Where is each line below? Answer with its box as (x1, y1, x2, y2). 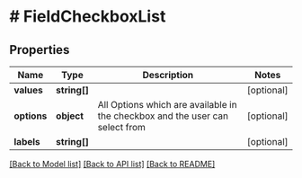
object (55, 110, 84, 122)
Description (142, 69, 194, 81)
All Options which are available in (97, 99, 237, 111)
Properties (9, 42, 70, 58)
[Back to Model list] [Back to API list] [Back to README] (9, 159, 216, 169)
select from (97, 121, 147, 133)
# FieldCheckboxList (9, 6, 166, 27)
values (13, 84, 43, 96)
